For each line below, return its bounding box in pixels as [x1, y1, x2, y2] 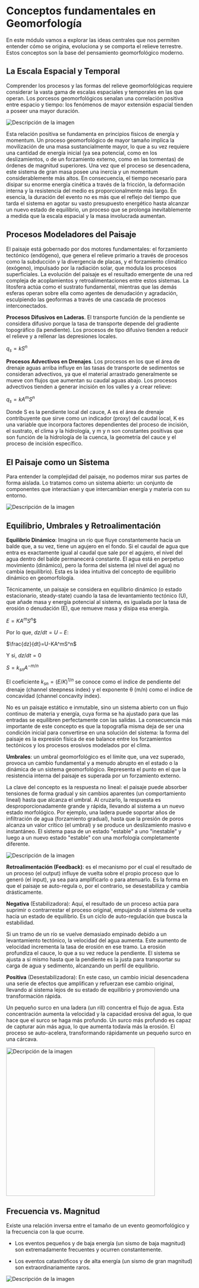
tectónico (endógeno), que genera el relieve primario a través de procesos [6, 251, 188, 259]
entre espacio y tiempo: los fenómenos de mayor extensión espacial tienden [6, 101, 193, 108]
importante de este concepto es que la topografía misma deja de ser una [6, 723, 184, 730]
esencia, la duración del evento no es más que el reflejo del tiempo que [6, 193, 181, 200]
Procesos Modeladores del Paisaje [6, 230, 137, 240]
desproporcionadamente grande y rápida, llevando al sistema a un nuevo [6, 802, 185, 809]
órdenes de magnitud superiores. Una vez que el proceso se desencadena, [6, 162, 191, 169]
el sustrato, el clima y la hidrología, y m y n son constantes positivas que [6, 428, 184, 435]
